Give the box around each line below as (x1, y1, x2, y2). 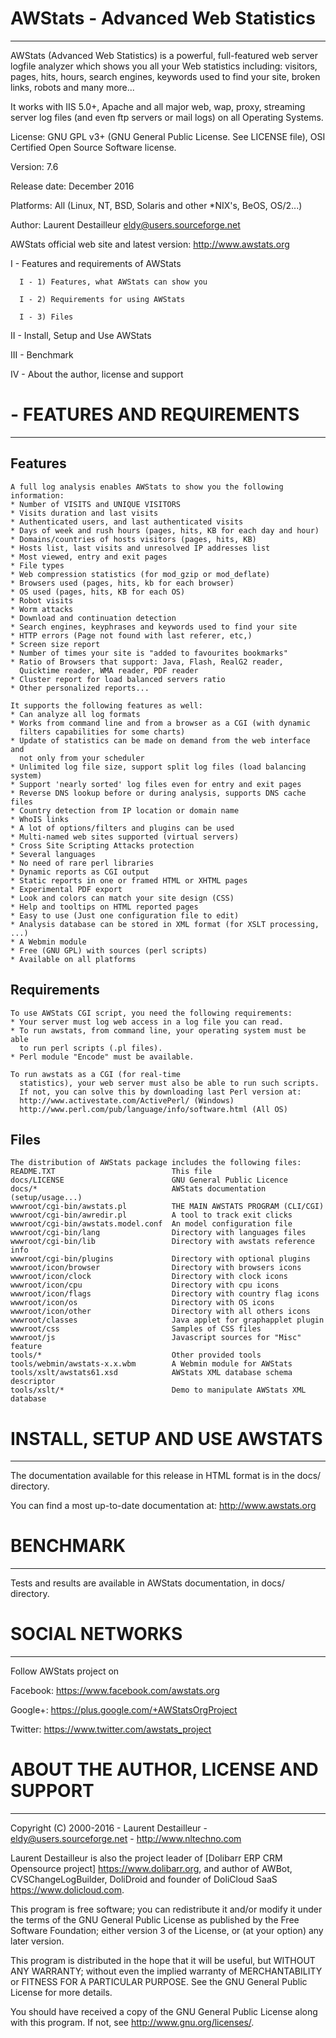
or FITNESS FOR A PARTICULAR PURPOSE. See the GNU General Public (10, 1976, 308, 1988)
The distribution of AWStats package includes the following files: (10, 1158, 302, 1168)
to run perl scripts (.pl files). (19, 1043, 163, 1053)
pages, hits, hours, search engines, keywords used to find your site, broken (10, 70, 321, 82)
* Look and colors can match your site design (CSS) (10, 893, 235, 903)
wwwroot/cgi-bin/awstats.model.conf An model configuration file (10, 1219, 293, 1229)
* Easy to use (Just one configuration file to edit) (10, 910, 240, 921)
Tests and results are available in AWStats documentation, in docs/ (10, 1577, 285, 1589)
